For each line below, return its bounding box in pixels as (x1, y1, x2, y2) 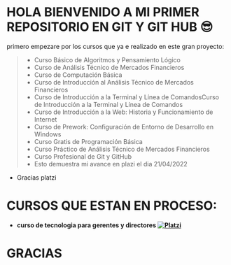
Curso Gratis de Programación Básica (34, 137, 143, 145)
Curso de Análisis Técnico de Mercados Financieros (34, 63, 185, 71)
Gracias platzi (16, 173, 57, 182)
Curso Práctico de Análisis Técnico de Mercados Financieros (34, 145, 211, 153)
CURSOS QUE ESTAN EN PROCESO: (6, 198, 218, 214)
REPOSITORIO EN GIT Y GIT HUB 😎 (6, 19, 213, 35)
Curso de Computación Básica (34, 71, 122, 79)
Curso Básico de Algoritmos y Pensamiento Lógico (34, 55, 181, 64)
